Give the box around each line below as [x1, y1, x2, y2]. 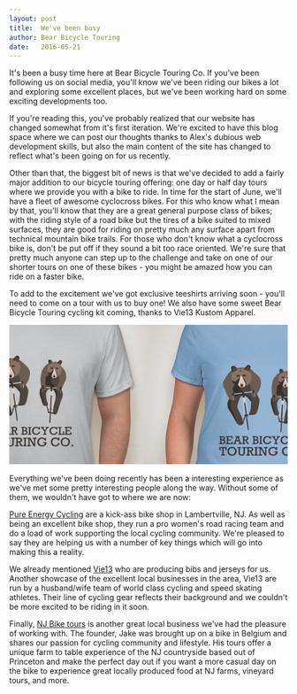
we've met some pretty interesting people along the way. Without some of [9, 482, 278, 493]
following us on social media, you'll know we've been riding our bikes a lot [9, 77, 279, 88]
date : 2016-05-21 [9, 42, 81, 51]
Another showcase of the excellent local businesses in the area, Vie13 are [9, 574, 277, 584]
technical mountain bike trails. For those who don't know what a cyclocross [9, 234, 284, 244]
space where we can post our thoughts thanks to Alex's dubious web [9, 132, 262, 143]
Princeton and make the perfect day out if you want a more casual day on [9, 656, 277, 667]
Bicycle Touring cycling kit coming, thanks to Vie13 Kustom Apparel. [9, 307, 256, 318]
